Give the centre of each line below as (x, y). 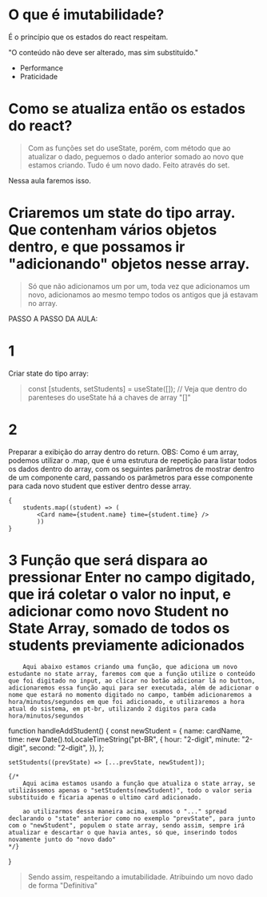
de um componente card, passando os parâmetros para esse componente (131, 477)
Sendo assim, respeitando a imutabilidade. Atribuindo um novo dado (140, 877)
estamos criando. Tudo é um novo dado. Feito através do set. (129, 165)
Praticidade (39, 76)
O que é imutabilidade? (86, 15)
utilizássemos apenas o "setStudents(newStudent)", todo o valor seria (130, 790)
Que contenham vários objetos (113, 230)
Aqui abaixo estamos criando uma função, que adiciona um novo (130, 666)
